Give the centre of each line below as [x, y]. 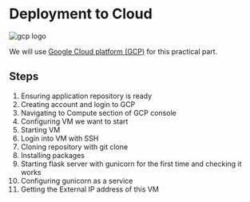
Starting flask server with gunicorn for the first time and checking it [131, 164]
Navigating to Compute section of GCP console [98, 113]
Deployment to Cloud [81, 14]
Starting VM [40, 129]
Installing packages [52, 155]
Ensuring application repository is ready [86, 96]
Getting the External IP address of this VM [89, 189]
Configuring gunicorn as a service [77, 180]
